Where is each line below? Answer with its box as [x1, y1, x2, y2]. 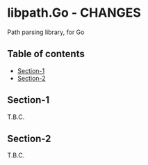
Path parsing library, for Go [7, 28, 85, 36]
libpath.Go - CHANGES [7, 5, 141, 21]
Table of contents [7, 48, 85, 60]
